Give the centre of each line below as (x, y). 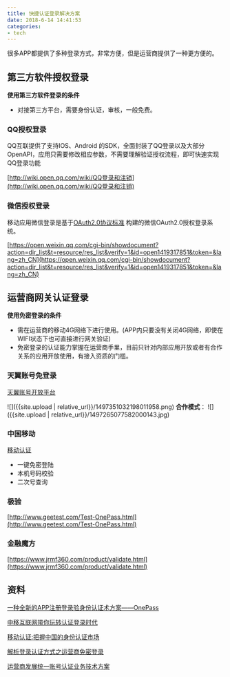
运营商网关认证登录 (48, 298)
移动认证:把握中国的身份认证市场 (53, 637)
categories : (24, 26)
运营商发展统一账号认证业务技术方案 (59, 667)
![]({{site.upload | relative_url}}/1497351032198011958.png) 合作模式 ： (107, 407)
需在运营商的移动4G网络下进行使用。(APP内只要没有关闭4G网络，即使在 (120, 330)
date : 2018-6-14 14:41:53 (44, 20)
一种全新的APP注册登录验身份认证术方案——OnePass (83, 608)
